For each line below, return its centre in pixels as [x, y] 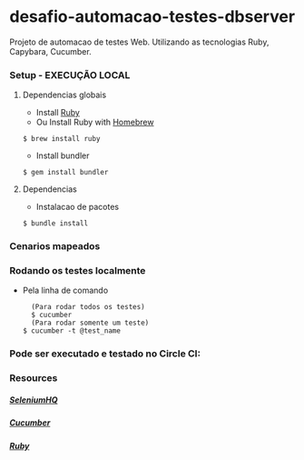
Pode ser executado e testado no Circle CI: [105, 354]
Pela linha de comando [65, 290]
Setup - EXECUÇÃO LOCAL [70, 75]
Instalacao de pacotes [78, 207]
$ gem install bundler [65, 173]
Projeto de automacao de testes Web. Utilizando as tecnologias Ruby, [139, 42]
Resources [34, 378]
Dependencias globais [64, 95]
